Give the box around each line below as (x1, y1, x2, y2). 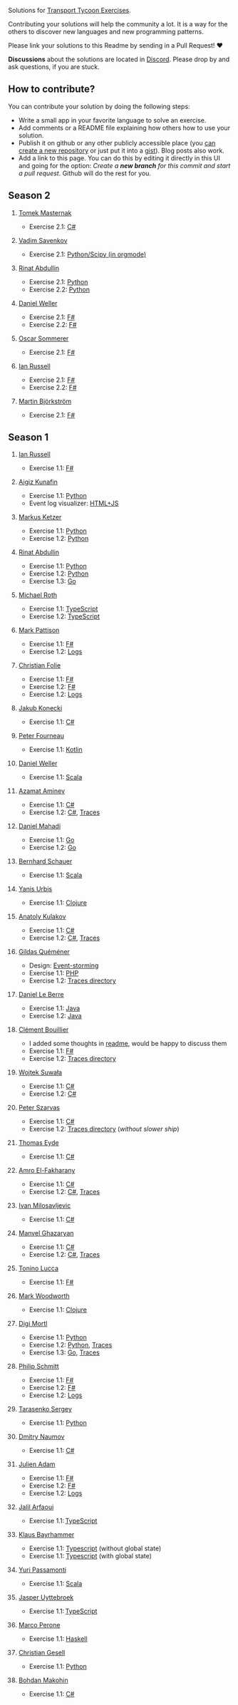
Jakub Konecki (18, 704, 63, 712)
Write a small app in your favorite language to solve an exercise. (18, 115, 207, 124)
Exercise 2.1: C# (29, 222, 76, 231)
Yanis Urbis (18, 885, 53, 893)
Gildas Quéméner (18, 948, 71, 956)
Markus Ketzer (18, 513, 62, 522)
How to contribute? (8, 83, 95, 95)
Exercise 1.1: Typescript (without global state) (29, 1544, 162, 1553)
